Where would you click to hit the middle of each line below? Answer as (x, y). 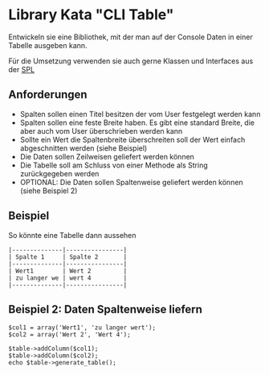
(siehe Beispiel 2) (49, 191)
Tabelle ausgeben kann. (48, 45)
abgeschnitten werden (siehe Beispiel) (84, 148)
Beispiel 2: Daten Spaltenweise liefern (106, 309)
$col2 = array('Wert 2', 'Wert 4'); (69, 335)
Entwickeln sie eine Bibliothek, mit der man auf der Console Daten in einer (130, 37)
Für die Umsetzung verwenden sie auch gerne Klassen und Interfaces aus (131, 61)
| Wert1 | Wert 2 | (68, 271)
